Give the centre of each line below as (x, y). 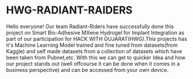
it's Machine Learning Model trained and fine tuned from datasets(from (92, 45)
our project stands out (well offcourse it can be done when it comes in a (93, 63)
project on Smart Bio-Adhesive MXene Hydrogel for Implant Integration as (95, 32)
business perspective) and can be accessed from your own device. (87, 70)
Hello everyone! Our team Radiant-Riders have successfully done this (90, 26)
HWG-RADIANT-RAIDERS (70, 10)
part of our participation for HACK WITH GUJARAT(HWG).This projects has (97, 39)
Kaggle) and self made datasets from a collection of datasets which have (94, 51)
